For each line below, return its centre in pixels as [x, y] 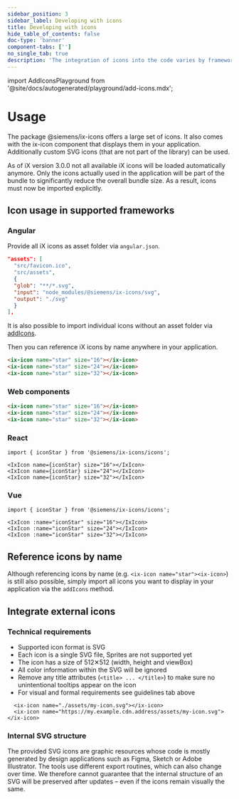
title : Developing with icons [52, 27]
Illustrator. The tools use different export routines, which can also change [115, 766]
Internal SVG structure [47, 736]
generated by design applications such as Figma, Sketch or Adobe [105, 759]
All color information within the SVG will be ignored [92, 670]
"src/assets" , [34, 272]
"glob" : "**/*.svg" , [44, 285]
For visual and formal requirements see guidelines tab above [106, 692]
